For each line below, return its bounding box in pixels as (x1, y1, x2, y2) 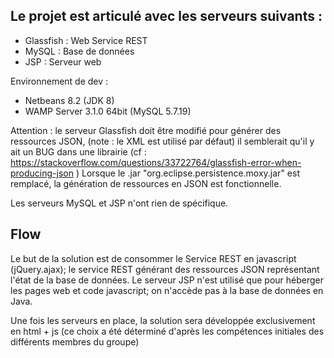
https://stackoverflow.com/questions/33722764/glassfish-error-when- (10, 156, 302, 168)
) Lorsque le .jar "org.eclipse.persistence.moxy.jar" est (75, 167, 300, 179)
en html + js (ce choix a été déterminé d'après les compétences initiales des (10, 325, 325, 337)
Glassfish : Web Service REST (24, 34, 148, 46)
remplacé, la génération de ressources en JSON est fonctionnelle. (10, 177, 282, 189)
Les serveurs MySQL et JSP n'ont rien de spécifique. (10, 197, 229, 209)
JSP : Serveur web (24, 55, 102, 68)
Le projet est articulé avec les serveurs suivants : (10, 8, 323, 25)
